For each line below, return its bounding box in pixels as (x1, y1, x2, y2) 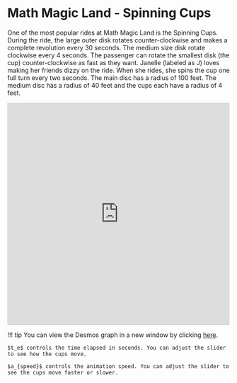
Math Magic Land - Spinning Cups (7, 5, 212, 21)
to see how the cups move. (7, 350, 87, 358)
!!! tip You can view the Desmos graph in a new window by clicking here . (7, 331, 219, 339)
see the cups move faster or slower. (7, 369, 119, 376)
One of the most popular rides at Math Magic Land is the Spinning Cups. (7, 28, 218, 37)
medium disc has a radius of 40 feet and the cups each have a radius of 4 (7, 81, 223, 89)
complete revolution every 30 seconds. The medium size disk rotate (7, 43, 206, 52)
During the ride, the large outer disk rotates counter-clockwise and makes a (7, 35, 228, 44)
